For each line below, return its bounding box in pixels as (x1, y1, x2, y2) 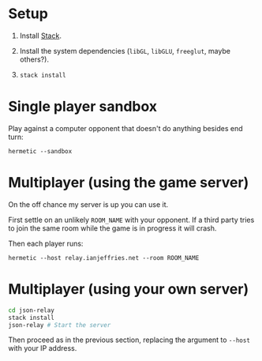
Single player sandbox (8, 98, 158, 115)
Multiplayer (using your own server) (8, 280, 249, 298)
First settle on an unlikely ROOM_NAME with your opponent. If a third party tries (8, 215, 255, 224)
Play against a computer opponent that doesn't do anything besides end (8, 123, 243, 133)
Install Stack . (19, 31, 62, 40)
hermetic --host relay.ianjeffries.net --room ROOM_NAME (8, 254, 200, 261)
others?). (19, 55, 50, 64)
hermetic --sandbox (8, 147, 73, 155)
